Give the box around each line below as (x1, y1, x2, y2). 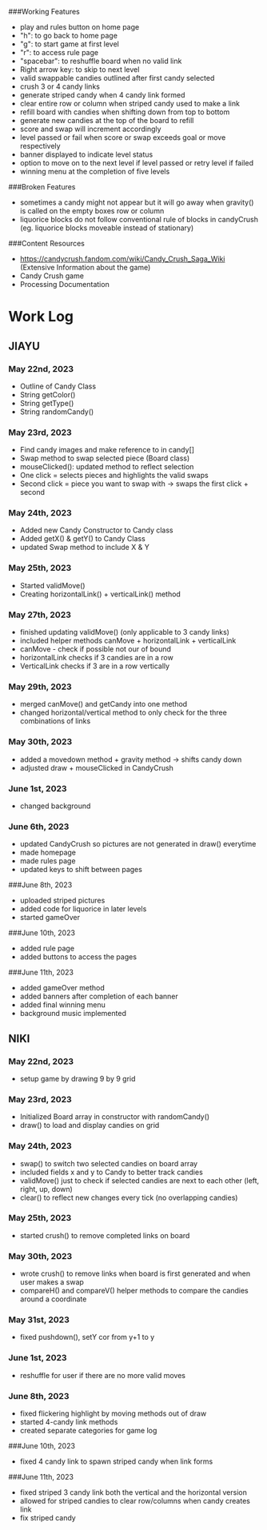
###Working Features (8, 7, 80, 16)
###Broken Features (8, 182, 76, 191)
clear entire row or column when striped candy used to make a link (19, 99, 240, 108)
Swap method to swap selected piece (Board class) (19, 453, 190, 463)
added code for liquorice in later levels (19, 904, 147, 914)
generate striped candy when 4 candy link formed (19, 90, 185, 99)
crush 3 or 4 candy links (19, 82, 100, 91)
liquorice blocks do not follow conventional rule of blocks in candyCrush (19, 215, 258, 224)
